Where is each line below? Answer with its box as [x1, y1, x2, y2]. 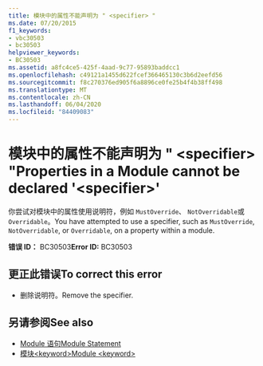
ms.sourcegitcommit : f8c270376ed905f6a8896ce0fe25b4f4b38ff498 [8, 78, 223, 86]
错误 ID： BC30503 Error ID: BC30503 [8, 242, 133, 251]
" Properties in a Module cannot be [8, 163, 241, 180]
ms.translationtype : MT [8, 85, 88, 94]
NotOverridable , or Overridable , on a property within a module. [8, 225, 215, 235]
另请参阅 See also [8, 316, 94, 329]
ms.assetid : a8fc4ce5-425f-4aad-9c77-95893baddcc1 [8, 64, 180, 72]
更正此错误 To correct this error [8, 268, 163, 281]
